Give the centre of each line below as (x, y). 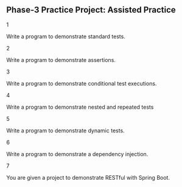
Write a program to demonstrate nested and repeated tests (80, 107)
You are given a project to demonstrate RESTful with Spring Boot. (88, 177)
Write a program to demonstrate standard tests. (66, 36)
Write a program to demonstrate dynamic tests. (65, 131)
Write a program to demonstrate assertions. (61, 59)
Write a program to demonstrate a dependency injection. (77, 154)
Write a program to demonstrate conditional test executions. (82, 83)
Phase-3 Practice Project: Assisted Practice (91, 10)
